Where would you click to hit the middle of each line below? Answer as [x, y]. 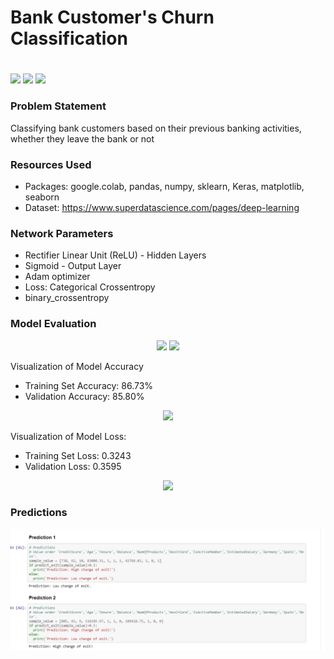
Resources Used [51, 164]
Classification [69, 38]
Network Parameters [62, 233]
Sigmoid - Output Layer [73, 266]
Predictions [39, 513]
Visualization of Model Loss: [68, 436]
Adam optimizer [57, 277]
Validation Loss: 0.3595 [73, 466]
